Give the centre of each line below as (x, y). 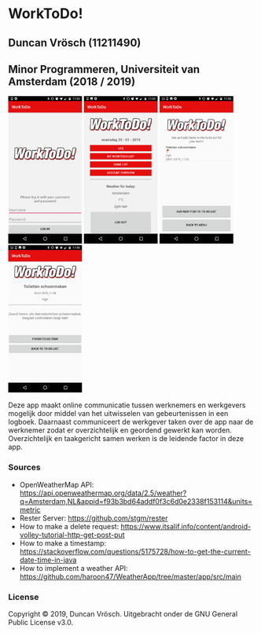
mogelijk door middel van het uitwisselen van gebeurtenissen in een (118, 414)
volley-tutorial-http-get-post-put (72, 535)
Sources (24, 467)
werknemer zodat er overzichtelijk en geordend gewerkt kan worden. (120, 430)
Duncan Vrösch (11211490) (75, 43)
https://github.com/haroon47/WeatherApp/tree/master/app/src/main (130, 576)
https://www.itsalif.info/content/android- (186, 526)
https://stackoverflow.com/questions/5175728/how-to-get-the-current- (135, 551)
